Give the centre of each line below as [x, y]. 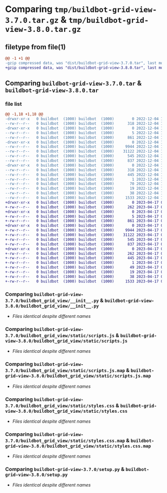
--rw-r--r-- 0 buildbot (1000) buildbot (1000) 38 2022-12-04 [82, 193]
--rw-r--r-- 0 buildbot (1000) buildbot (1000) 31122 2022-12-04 [82, 151]
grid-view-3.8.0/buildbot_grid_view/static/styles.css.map [78, 446]
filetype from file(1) [36, 47]
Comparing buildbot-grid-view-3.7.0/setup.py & [65, 469]
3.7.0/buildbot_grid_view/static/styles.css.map [65, 441]
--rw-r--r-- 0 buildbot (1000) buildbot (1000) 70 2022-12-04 [82, 184]
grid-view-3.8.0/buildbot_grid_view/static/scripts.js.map [78, 376]
